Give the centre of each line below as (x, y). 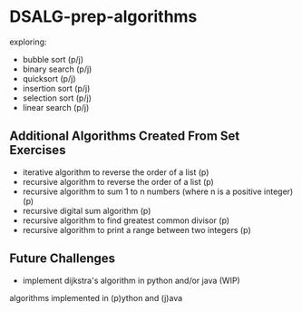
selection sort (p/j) (57, 98)
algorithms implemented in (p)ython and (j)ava (96, 297)
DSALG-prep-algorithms (103, 17)
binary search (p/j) (57, 69)
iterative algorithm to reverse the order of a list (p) (116, 172)
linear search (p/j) (56, 107)
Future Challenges (63, 259)
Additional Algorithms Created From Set (125, 136)
